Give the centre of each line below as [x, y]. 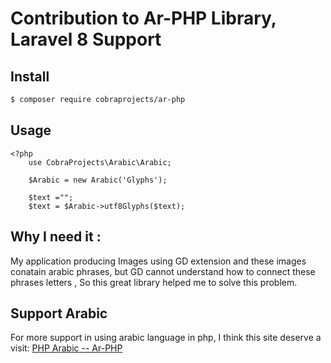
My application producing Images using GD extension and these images [158, 261]
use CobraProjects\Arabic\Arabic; [100, 162]
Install [30, 76]
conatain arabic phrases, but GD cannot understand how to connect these [163, 271]
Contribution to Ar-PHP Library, [143, 18]
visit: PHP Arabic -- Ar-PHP [66, 348]
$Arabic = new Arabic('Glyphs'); [98, 180]
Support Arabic [59, 313]
